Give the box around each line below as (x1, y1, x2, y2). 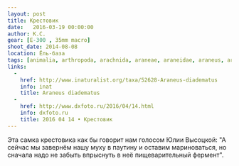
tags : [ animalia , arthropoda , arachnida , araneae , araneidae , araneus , (7, 57, 224, 64)
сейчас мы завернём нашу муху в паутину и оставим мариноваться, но (7, 143, 227, 151)
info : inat (20, 83, 53, 90)
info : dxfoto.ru (20, 109, 69, 116)
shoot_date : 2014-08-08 (7, 43, 78, 50)
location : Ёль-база (7, 50, 65, 57)
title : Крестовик (7, 17, 59, 24)
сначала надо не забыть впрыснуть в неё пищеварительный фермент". (7, 150, 224, 159)
